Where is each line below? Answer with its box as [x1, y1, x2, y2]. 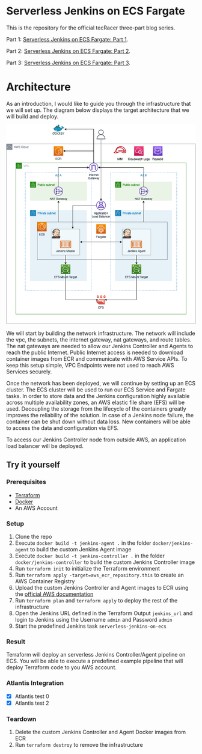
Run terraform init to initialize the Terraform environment [14, 565, 161, 572]
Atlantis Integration [6, 679, 64, 687]
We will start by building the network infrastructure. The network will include [6, 329, 195, 337]
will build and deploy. [6, 112, 59, 120]
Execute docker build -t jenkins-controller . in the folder [14, 552, 165, 560]
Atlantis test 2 [14, 699, 49, 706]
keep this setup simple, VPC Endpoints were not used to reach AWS [6, 362, 174, 369]
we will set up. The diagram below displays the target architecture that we [6, 106, 189, 114]
